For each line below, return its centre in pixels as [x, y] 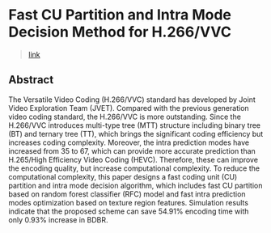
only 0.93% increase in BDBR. [58, 219]
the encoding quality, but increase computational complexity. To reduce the [134, 168]
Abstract [31, 80]
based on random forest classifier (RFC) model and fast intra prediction [127, 194]
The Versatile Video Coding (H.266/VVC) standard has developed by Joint [132, 100]
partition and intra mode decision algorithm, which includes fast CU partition [135, 185]
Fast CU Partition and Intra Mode [120, 15]
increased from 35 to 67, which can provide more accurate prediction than [132, 150]
